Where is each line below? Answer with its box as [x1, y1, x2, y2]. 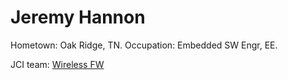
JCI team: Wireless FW [10, 58, 105, 70]
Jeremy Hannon [10, 6, 146, 29]
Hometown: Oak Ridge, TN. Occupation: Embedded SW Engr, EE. [10, 39, 278, 51]
